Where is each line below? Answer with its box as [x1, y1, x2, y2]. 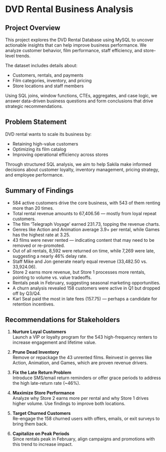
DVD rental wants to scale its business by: [5, 131, 91, 137]
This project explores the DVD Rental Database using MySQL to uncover [5, 37, 154, 43]
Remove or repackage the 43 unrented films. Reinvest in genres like [12, 355, 152, 361]
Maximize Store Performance [12, 390, 75, 396]
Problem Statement [5, 118, 67, 126]
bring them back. [12, 421, 48, 427]
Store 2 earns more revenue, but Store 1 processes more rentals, [12, 269, 146, 275]
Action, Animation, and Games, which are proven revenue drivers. [12, 360, 148, 366]
